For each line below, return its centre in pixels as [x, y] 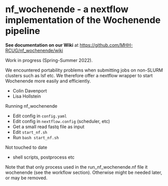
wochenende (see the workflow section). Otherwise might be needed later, [84, 172]
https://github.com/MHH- [106, 45]
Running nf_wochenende [31, 106]
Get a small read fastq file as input [49, 127]
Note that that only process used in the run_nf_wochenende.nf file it [76, 167]
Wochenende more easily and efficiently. [48, 81]
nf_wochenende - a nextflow [67, 9]
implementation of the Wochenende [83, 20]
